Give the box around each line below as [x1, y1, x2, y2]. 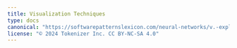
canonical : [7, 23, 39, 30]
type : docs [7, 17, 39, 24]
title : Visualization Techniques [7, 10, 106, 18]
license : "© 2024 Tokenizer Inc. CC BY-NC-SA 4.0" [7, 30, 159, 37]
